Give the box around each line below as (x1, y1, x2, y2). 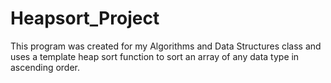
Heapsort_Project (10, 7, 160, 30)
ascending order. (10, 61, 81, 73)
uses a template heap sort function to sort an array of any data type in (10, 50, 300, 62)
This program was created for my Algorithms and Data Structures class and (10, 40, 322, 52)
